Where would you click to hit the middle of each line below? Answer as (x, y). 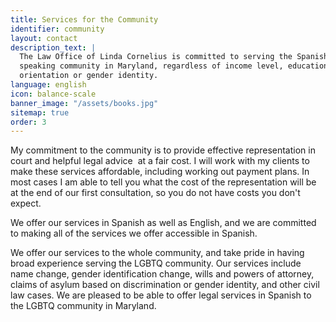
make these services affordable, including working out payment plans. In (160, 172)
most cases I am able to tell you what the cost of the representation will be (163, 182)
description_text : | (53, 47)
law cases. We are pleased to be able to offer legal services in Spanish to (161, 295)
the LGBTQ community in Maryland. (83, 306)
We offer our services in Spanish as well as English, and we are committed (163, 223)
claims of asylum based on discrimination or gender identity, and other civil (165, 285)
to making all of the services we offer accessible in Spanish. (134, 233)
